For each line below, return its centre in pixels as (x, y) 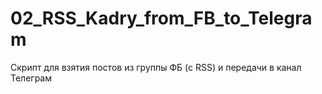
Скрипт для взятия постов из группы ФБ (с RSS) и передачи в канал (156, 67)
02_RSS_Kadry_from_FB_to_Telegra (161, 18)
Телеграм (31, 78)
